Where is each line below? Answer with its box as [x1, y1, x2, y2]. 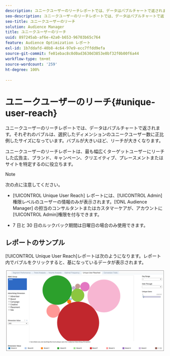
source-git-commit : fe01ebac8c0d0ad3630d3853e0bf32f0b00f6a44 [5, 51, 139, 56]
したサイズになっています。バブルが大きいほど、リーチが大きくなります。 [9, 137, 163, 144]
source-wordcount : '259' [5, 61, 58, 67]
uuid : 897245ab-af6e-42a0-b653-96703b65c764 [5, 35, 101, 40]
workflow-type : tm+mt [5, 56, 51, 61]
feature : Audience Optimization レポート [5, 41, 91, 46]
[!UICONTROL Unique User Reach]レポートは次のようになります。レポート [5, 253, 161, 259]
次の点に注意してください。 [5, 182, 63, 188]
